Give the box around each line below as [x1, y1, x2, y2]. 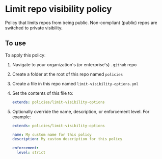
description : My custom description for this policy [12, 136, 123, 142]
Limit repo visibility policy [5, 3, 112, 15]
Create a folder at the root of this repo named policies [12, 71, 123, 77]
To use [5, 39, 26, 48]
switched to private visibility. [5, 25, 63, 30]
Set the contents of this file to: [12, 90, 74, 96]
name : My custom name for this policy [12, 132, 92, 137]
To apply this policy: [5, 52, 46, 58]
